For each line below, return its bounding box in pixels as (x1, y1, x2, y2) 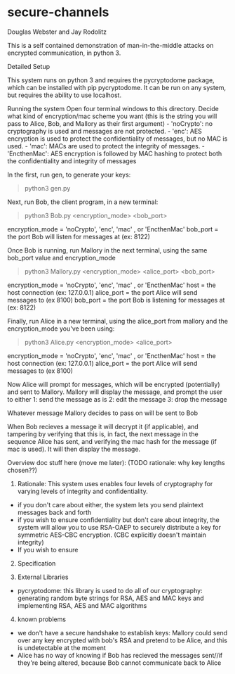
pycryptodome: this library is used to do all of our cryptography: (17, 586, 203, 594)
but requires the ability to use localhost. (7, 91, 121, 99)
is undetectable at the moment (17, 643, 107, 651)
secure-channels (7, 4, 109, 20)
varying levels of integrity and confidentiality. (17, 487, 149, 495)
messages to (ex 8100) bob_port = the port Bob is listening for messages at (7, 295, 225, 304)
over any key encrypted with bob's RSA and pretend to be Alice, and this (17, 636, 228, 644)
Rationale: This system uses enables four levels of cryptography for (17, 479, 213, 488)
